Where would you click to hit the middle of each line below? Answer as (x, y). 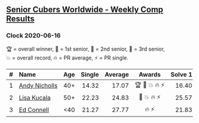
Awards (150, 74)
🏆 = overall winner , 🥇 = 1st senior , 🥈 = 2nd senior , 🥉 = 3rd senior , (86, 49)
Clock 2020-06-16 (33, 36)
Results (20, 19)
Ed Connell (34, 110)
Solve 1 (182, 74)
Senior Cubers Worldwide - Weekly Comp (85, 10)
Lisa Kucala (35, 98)
